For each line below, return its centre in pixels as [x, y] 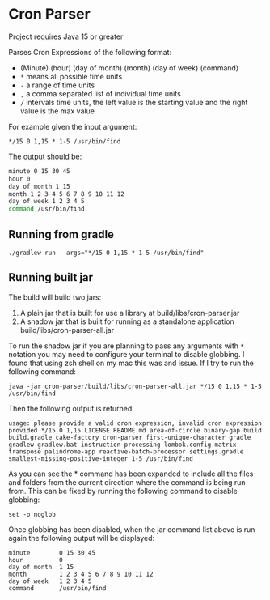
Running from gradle [61, 234]
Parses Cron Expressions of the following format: [90, 52]
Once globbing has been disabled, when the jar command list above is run [132, 529]
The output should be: [45, 156]
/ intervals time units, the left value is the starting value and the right [134, 102]
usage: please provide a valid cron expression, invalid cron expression [135, 423]
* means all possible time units [71, 76]
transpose [25, 451]
